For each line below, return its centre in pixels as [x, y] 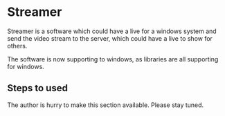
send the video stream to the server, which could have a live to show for [110, 38]
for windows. [26, 66]
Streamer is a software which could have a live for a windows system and [112, 31]
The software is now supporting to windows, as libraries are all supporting [113, 59]
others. [17, 46]
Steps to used [37, 88]
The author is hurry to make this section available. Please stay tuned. [106, 105]
